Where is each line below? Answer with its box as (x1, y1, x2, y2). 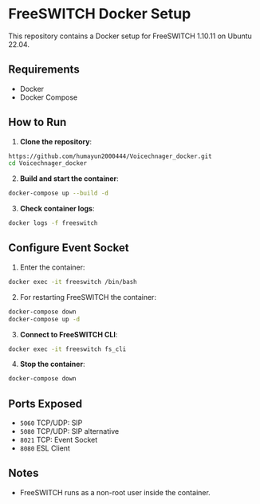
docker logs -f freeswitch (8, 219, 98, 227)
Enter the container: (19, 262, 85, 272)
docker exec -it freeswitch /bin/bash (8, 278, 137, 285)
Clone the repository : (19, 136, 93, 146)
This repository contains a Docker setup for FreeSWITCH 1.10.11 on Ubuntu (8, 31, 253, 41)
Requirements (8, 63, 80, 77)
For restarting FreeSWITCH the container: (19, 292, 157, 301)
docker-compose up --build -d (8, 189, 109, 198)
